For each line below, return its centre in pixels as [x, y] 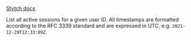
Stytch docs [21, 8]
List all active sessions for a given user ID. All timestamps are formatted [93, 19]
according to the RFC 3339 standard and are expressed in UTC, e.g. [88, 26]
